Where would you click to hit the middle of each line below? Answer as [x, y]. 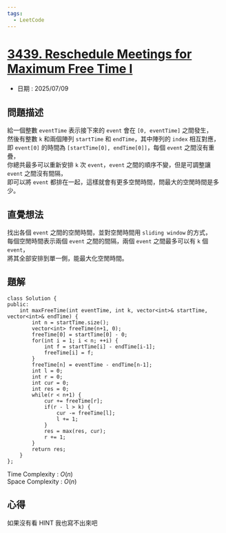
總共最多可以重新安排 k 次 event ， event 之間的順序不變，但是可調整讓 [112, 165]
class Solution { [32, 298]
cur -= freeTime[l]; [86, 413]
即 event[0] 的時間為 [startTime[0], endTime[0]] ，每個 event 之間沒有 [108, 148]
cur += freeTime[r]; [73, 401]
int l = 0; [48, 371]
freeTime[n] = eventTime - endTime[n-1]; [92, 365]
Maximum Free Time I [70, 69]
